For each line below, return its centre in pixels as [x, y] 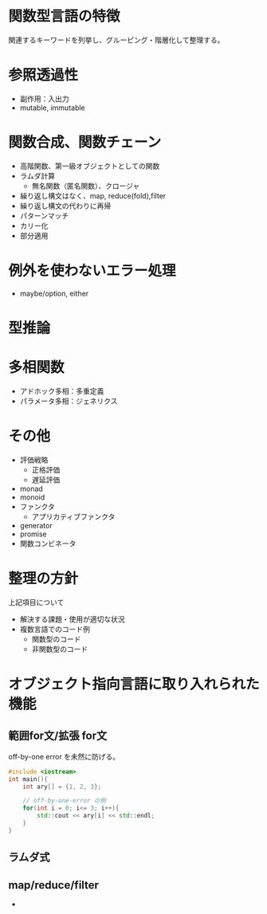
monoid [32, 497]
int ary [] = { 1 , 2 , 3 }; [62, 787]
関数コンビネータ [48, 543]
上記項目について [36, 602]
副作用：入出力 [44, 98]
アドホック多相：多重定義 [62, 390]
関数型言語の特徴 [65, 16]
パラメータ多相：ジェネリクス [69, 401]
